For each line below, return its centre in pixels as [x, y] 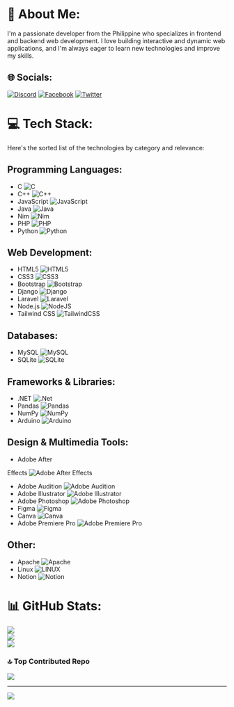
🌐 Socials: [30, 78]
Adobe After [35, 459]
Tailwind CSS [36, 314]
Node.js [29, 306]
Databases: [33, 336]
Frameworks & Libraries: [61, 382]
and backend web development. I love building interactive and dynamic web [116, 40]
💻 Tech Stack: [50, 124]
